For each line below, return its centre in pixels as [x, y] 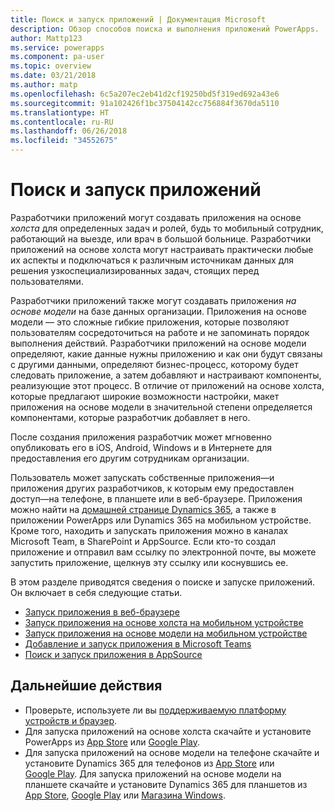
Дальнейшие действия [86, 686]
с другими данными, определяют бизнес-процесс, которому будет [154, 364]
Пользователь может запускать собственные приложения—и [142, 477]
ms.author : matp [44, 85]
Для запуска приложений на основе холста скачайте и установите [168, 731]
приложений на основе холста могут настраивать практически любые [162, 249]
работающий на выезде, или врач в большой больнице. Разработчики [161, 238]
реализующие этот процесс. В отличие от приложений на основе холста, [167, 385]
